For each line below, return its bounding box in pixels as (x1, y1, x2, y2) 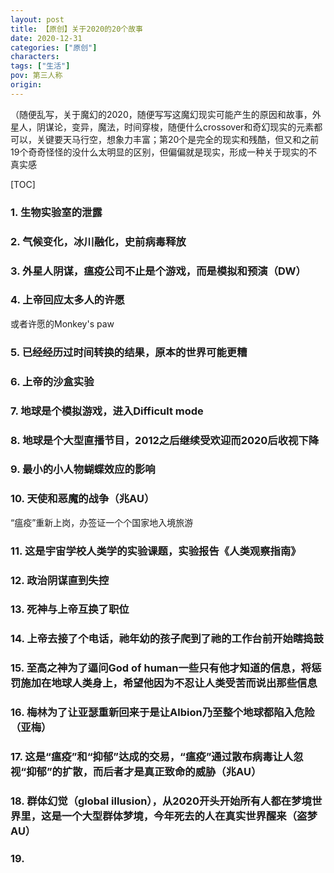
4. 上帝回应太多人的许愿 (10, 293, 125, 307)
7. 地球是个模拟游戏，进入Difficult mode (10, 404, 204, 418)
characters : (10, 52, 60, 62)
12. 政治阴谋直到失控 (10, 573, 110, 587)
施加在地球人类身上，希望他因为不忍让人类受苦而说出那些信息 (20, 676, 318, 690)
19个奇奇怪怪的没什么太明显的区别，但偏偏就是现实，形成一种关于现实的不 (10, 146, 318, 158)
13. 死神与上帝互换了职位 (10, 602, 130, 616)
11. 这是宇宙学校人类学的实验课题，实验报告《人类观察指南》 (10, 544, 302, 558)
